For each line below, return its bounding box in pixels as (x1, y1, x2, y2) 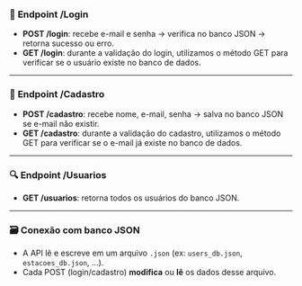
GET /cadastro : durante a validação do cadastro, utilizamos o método (22, 128, 281, 139)
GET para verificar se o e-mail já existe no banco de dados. (22, 137, 243, 147)
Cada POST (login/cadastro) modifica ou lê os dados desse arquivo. (22, 267, 277, 278)
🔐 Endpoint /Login (9, 8, 89, 21)
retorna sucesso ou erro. (22, 38, 115, 49)
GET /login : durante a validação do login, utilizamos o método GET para (22, 48, 289, 58)
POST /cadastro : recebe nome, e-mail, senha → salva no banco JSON (22, 108, 284, 120)
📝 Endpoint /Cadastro (9, 88, 105, 101)
